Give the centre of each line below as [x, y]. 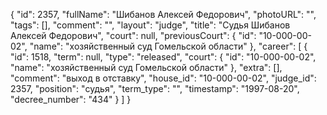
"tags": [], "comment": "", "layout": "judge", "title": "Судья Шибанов [150, 25]
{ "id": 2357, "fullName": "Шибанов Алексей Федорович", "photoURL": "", [163, 14]
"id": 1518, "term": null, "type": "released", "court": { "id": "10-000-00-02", [163, 57]
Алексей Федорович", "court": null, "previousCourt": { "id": [133, 35]
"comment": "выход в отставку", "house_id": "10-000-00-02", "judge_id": [163, 78]
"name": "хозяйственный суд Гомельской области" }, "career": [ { [168, 46]
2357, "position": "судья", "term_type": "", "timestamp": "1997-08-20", [155, 88]
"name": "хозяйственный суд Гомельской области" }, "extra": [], [146, 67]
